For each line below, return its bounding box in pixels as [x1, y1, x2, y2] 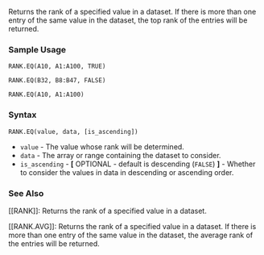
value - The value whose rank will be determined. [19, 141, 185, 152]
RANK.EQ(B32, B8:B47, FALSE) [8, 77, 106, 85]
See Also [8, 187, 44, 199]
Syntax [8, 109, 37, 120]
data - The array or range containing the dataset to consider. [19, 150, 221, 160]
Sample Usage [8, 44, 67, 55]
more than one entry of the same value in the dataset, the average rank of [8, 230, 254, 240]
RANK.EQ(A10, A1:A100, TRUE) [8, 62, 106, 71]
